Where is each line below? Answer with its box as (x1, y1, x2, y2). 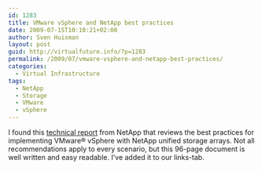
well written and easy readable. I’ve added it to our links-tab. (8, 153, 205, 161)
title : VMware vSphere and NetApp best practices (8, 19, 175, 27)
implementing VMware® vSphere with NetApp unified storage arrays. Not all (8, 136, 255, 145)
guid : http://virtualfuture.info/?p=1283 (8, 48, 146, 56)
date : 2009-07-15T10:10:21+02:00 (8, 26, 118, 34)
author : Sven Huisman (8, 33, 79, 42)
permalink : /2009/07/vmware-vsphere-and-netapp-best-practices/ (8, 56, 223, 63)
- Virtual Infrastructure (15, 70, 101, 78)
